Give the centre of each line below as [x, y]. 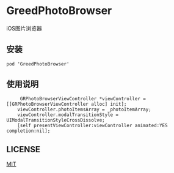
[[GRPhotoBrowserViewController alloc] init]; [67, 104]
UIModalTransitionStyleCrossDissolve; [56, 120]
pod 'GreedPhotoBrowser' [38, 64]
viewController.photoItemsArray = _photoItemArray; [84, 109]
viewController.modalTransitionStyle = [68, 115]
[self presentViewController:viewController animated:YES [92, 125]
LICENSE [24, 149]
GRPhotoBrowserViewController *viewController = [83, 98]
